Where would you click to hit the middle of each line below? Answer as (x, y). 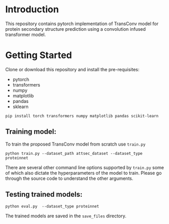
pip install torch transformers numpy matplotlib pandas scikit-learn (82, 116)
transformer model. (26, 34)
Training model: (31, 132)
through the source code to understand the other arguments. (69, 178)
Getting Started (39, 55)
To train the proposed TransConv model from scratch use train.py (75, 144)
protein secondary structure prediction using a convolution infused (76, 29)
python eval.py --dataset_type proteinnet (52, 206)
